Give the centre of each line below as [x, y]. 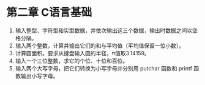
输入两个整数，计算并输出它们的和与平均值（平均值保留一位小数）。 [100, 46]
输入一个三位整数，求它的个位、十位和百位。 [72, 61]
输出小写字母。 [39, 76]
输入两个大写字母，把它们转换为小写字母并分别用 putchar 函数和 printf [104, 68]
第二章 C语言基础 [49, 12]
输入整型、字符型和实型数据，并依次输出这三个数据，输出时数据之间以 [104, 30]
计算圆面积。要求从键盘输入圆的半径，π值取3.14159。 [82, 53]
